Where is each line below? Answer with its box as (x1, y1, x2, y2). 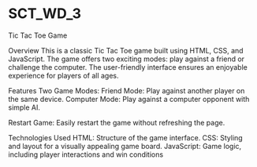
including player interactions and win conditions (8, 150, 164, 159)
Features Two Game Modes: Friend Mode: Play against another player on (8, 85, 245, 95)
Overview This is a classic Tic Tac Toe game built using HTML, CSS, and (8, 45, 244, 55)
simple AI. (8, 103, 41, 112)
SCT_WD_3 (8, 5, 81, 23)
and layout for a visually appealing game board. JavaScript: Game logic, (8, 141, 242, 151)
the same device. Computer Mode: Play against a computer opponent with (8, 94, 250, 103)
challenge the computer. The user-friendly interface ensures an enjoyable (8, 62, 248, 71)
